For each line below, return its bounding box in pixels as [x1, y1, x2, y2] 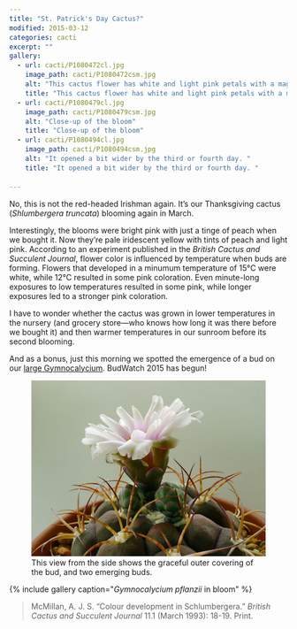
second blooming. [9, 336, 75, 347]
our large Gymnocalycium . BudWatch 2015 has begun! [9, 363, 208, 373]
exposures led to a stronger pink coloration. [9, 290, 168, 301]
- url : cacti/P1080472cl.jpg [17, 61, 125, 70]
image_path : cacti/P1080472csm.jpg [25, 71, 156, 80]
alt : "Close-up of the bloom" [25, 117, 137, 126]
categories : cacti [9, 33, 77, 42]
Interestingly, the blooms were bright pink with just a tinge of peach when [9, 225, 277, 235]
